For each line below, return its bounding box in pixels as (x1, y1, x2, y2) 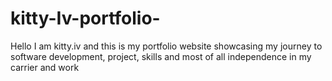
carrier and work (10, 61, 80, 73)
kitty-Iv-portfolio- (10, 7, 161, 30)
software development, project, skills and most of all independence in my (10, 50, 312, 62)
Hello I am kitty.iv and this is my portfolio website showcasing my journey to (10, 40, 323, 52)
